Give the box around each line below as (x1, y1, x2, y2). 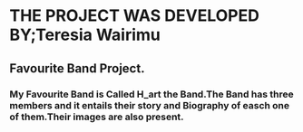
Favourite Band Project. (9, 61, 145, 76)
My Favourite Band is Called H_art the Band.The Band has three (9, 88, 294, 100)
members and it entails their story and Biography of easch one (9, 99, 290, 111)
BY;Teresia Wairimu (9, 24, 161, 45)
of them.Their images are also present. (9, 110, 184, 123)
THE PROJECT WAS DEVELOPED (9, 5, 260, 26)
